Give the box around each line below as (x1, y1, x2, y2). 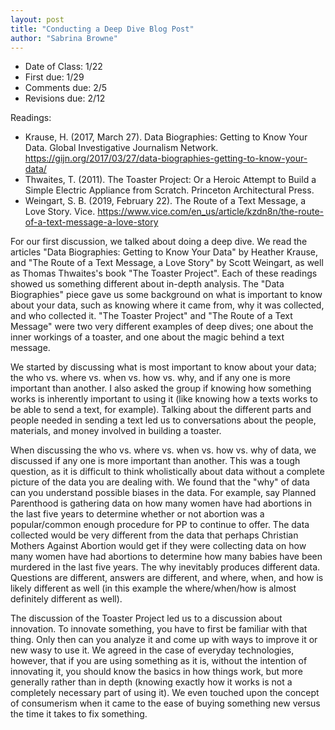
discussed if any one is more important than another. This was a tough (10, 455, 301, 467)
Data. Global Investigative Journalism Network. (24, 142, 219, 154)
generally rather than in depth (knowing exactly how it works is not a (10, 676, 293, 688)
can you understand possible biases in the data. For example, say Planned (10, 487, 317, 499)
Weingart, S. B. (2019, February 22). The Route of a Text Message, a (24, 195, 307, 207)
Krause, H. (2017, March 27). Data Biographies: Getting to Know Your (24, 131, 308, 143)
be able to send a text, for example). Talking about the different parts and (10, 404, 312, 416)
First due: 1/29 (24, 71, 85, 83)
